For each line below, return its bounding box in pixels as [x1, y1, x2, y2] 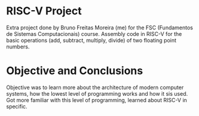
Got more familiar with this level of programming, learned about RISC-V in [6, 96, 187, 103]
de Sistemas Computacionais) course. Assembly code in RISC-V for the [6, 30, 182, 37]
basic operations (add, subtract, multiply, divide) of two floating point [6, 36, 177, 44]
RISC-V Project [6, 4, 82, 18]
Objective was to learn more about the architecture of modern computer [6, 84, 184, 91]
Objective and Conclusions [6, 64, 143, 78]
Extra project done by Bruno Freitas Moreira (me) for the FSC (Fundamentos [6, 24, 193, 31]
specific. [6, 103, 28, 110]
